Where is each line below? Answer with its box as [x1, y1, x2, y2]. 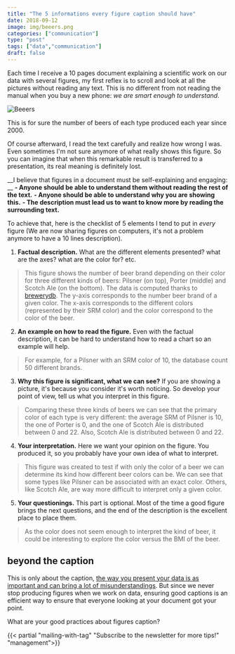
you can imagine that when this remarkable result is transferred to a [7, 154, 203, 162]
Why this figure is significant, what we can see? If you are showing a [17, 377, 221, 385]
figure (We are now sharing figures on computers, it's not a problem [7, 226, 203, 235]
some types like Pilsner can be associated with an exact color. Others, [24, 477, 227, 486]
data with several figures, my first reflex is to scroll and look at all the [7, 76, 206, 84]
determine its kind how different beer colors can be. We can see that [24, 470, 223, 478]
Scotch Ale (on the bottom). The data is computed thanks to [24, 283, 198, 292]
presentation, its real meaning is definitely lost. [7, 162, 142, 170]
